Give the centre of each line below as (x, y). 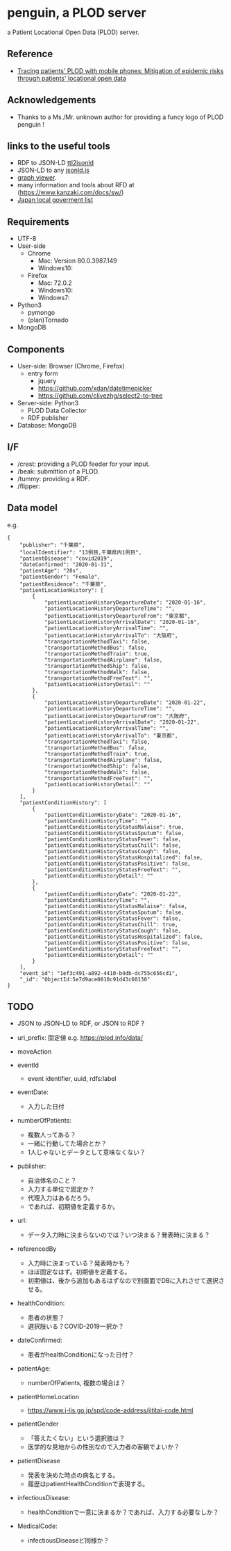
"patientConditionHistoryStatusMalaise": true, (114, 827)
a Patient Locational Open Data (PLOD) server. (74, 32)
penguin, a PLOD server (77, 13)
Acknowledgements (52, 100)
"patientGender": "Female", (60, 577)
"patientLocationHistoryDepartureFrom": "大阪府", (117, 716)
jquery (47, 381)
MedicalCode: (37, 1526)
